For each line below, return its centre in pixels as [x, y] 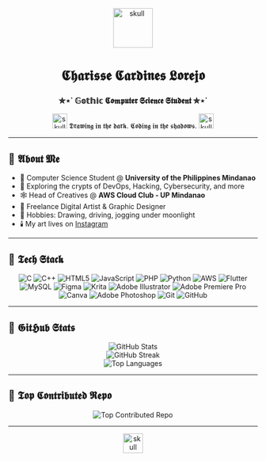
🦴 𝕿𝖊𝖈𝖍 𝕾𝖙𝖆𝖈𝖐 [36, 259]
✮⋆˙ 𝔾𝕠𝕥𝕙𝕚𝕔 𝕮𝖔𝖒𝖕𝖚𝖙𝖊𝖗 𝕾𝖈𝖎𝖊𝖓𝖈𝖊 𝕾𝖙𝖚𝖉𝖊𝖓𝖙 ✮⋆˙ [133, 101]
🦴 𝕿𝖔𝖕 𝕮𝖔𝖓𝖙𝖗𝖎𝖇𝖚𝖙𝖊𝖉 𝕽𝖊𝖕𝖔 [60, 396]
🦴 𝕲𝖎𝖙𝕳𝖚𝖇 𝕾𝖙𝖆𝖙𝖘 [42, 328]
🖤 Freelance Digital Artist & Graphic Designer [93, 207]
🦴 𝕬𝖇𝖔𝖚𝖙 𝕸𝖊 [34, 159]
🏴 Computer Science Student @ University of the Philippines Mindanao [137, 178]
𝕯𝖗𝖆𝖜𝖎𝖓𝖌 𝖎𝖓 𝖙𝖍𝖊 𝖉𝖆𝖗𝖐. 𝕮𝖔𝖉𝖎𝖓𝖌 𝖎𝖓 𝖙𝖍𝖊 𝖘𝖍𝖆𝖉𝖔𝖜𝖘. [133, 126]
